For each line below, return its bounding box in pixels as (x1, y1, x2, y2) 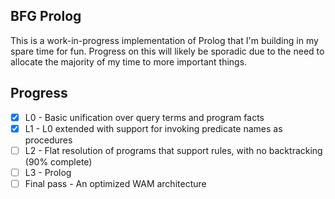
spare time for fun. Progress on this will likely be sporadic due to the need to (10, 45, 325, 57)
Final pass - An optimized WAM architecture (24, 177, 207, 189)
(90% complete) (24, 155, 93, 168)
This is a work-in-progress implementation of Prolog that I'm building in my (10, 34, 319, 46)
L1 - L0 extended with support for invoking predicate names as (24, 122, 283, 134)
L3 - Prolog (24, 166, 72, 178)
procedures (24, 134, 73, 146)
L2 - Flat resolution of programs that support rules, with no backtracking (24, 144, 323, 156)
